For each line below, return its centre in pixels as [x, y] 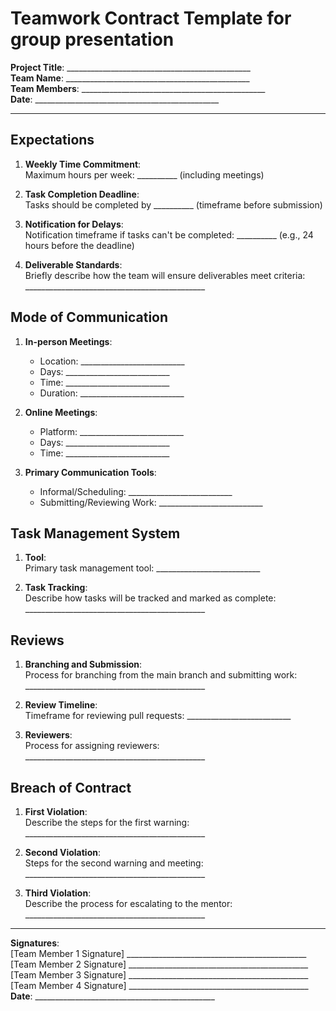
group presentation [92, 39]
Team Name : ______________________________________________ [130, 78]
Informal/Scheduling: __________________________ [136, 491]
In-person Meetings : [68, 341]
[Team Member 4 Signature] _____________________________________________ [159, 985]
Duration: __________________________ [112, 393]
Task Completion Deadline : [82, 194]
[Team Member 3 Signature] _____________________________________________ [159, 975]
